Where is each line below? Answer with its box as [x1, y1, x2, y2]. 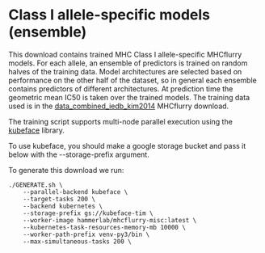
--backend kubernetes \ [23, 202, 103, 210]
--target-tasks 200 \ [23, 195, 95, 203]
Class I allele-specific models [8, 6, 210, 24]
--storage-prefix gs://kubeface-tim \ [23, 209, 154, 217]
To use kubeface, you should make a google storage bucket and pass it [8, 141, 246, 150]
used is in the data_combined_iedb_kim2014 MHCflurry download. [8, 101, 229, 111]
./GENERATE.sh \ [8, 180, 63, 189]
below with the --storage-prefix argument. [8, 150, 149, 159]
